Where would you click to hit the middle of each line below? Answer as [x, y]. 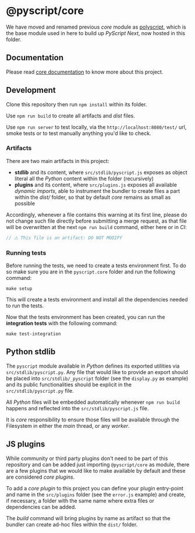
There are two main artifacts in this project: [58, 161]
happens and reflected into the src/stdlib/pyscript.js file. [77, 408]
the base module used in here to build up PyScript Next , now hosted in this [95, 33]
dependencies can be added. [41, 507]
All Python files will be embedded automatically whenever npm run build [93, 402]
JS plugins [26, 444]
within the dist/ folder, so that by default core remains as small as [93, 197]
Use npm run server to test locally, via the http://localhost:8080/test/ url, [96, 127]
